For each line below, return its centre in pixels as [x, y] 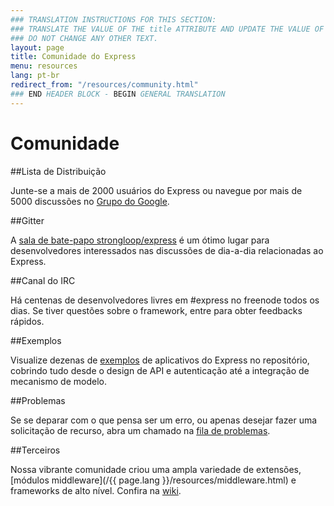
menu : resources [44, 66]
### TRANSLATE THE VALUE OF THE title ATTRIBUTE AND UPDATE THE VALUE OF [167, 29]
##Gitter [27, 220]
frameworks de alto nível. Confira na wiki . [96, 490]
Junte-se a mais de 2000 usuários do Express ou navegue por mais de [156, 190]
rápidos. [27, 321]
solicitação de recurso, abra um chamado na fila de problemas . [140, 430]
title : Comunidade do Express [73, 57]
